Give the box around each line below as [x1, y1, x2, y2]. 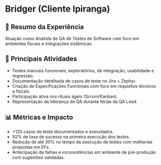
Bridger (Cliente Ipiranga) [5, 3, 110, 15]
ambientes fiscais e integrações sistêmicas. [5, 41, 93, 47]
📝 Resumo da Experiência [5, 23, 84, 31]
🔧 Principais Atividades [5, 55, 77, 63]
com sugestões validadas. [12, 154, 65, 160]
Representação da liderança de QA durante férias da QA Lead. [12, 99, 138, 104]
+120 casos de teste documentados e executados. [12, 129, 114, 134]
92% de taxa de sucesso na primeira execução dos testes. [12, 133, 130, 139]
